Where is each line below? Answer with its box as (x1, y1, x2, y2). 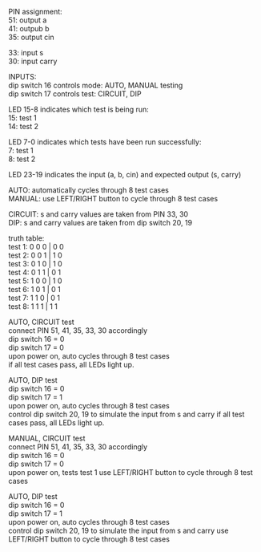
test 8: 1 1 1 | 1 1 (8, 302, 58, 311)
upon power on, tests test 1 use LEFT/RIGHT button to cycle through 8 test (8, 468, 254, 477)
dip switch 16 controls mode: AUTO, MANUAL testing (8, 80, 183, 90)
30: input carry (8, 56, 58, 66)
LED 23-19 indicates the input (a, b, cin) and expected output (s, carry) (8, 170, 242, 179)
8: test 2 (8, 154, 36, 164)
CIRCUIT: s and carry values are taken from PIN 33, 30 (8, 209, 189, 219)
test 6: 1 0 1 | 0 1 (8, 285, 62, 294)
